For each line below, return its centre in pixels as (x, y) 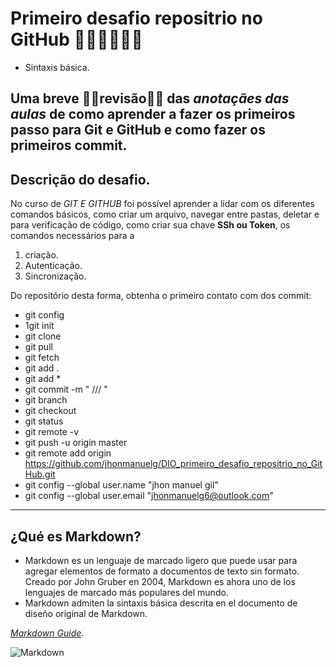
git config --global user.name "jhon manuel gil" (121, 485)
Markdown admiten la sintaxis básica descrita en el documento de (161, 603)
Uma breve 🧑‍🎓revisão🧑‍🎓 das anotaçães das (150, 98)
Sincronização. (55, 276)
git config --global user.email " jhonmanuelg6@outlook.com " (149, 496)
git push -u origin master (76, 443)
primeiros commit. (69, 145)
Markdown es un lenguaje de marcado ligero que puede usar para (161, 560)
